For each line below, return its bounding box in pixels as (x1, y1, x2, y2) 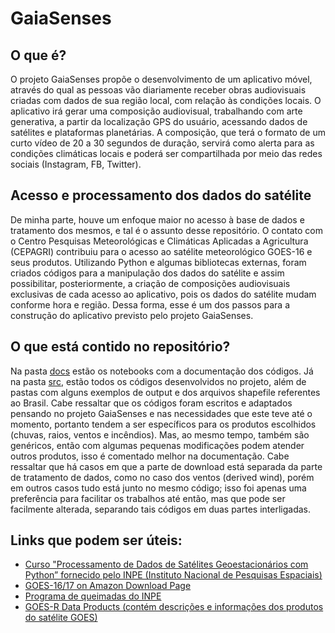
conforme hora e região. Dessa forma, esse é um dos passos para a (10, 298, 291, 311)
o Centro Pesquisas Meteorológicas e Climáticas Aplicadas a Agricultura (10, 235, 309, 247)
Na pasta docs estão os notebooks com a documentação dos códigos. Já (10, 365, 314, 377)
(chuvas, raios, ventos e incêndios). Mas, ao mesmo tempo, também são (10, 428, 310, 441)
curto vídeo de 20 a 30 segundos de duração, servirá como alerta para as (10, 137, 315, 149)
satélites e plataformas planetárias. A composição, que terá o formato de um (10, 127, 326, 138)
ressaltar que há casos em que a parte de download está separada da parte (10, 460, 323, 472)
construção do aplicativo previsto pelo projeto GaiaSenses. (10, 309, 254, 321)
